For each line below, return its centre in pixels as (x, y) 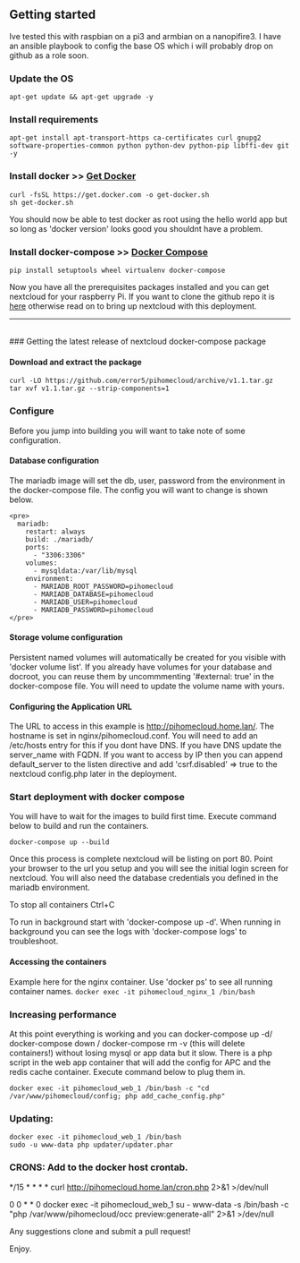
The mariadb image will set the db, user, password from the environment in (147, 480)
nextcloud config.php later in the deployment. (93, 774)
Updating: (31, 1118)
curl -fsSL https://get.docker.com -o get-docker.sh (109, 195)
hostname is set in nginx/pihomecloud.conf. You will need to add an (134, 736)
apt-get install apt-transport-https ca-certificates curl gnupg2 (135, 138)
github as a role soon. (49, 55)
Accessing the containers (58, 962)
